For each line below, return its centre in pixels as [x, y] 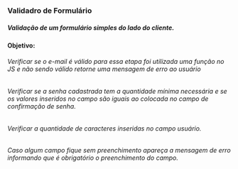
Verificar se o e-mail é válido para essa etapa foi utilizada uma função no [116, 62]
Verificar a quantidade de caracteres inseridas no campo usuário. [104, 128]
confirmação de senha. [42, 107]
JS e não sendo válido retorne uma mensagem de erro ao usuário [104, 69]
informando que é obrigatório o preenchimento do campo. [93, 158]
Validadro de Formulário [50, 11]
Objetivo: [21, 45]
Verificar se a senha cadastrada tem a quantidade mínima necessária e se [117, 92]
